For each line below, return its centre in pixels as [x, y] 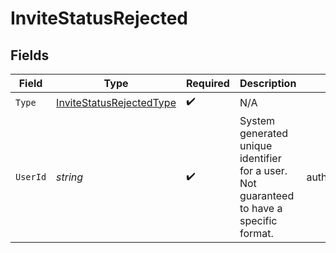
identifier [260, 158]
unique [256, 145]
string [70, 177]
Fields [30, 55]
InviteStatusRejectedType [116, 102]
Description [268, 83]
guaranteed [267, 195]
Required [207, 83]
